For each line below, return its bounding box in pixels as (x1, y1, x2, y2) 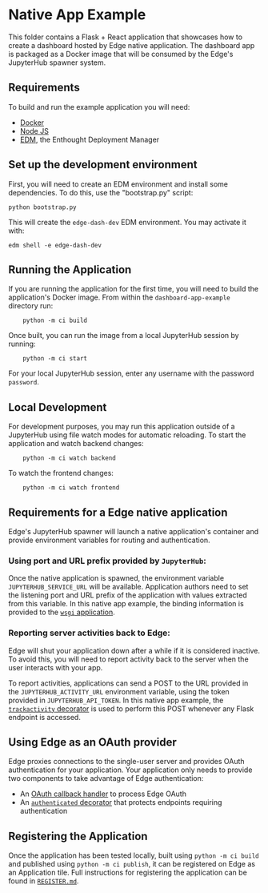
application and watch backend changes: (8, 439, 144, 449)
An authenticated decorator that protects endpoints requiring (19, 798, 222, 807)
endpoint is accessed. (8, 712, 82, 722)
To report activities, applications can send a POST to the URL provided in (8, 678, 249, 688)
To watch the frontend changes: (8, 469, 114, 478)
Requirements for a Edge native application (8, 505, 228, 519)
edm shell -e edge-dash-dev (8, 241, 102, 249)
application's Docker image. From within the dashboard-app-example (8, 292, 230, 302)
